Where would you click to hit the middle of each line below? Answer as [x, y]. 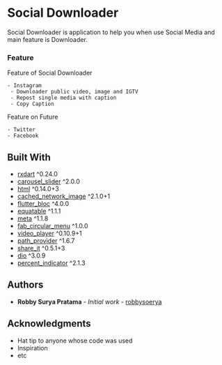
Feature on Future [33, 117]
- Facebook [23, 136]
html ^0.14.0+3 [38, 189]
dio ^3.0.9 [31, 255]
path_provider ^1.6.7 [46, 241]
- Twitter [22, 130]
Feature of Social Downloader [50, 73]
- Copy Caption [32, 104]
